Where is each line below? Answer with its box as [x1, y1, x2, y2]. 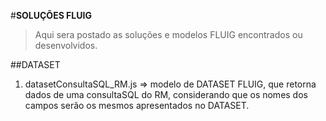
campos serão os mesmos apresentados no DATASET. [24, 100, 250, 111]
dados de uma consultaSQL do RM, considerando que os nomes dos [24, 89, 308, 100]
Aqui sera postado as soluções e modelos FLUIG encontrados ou [34, 29, 303, 40]
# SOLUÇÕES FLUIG [10, 10, 92, 21]
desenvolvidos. [34, 40, 98, 51]
